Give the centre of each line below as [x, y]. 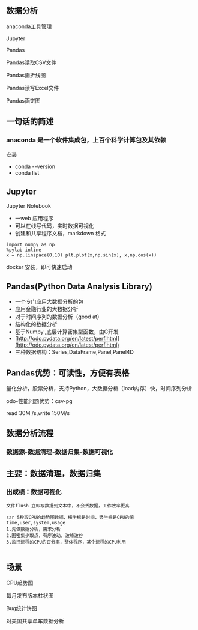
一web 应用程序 [34, 219]
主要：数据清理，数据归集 [53, 473]
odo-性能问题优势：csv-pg [40, 401]
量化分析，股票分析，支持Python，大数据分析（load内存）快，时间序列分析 [99, 388]
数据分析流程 [30, 433]
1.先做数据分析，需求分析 [34, 529]
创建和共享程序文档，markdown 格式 [60, 234]
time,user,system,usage [36, 522]
